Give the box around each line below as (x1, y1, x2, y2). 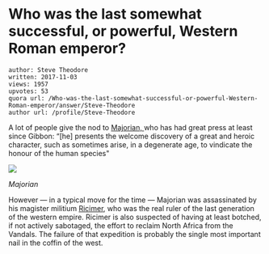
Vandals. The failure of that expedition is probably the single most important (8, 229, 261, 239)
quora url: (8, 94, 45, 102)
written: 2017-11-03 (8, 73, 78, 81)
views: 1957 (8, 80, 48, 88)
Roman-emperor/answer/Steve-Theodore (8, 101, 136, 109)
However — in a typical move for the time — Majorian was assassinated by (8, 195, 257, 205)
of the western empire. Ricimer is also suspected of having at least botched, (8, 212, 262, 222)
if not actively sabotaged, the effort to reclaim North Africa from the (8, 220, 233, 231)
